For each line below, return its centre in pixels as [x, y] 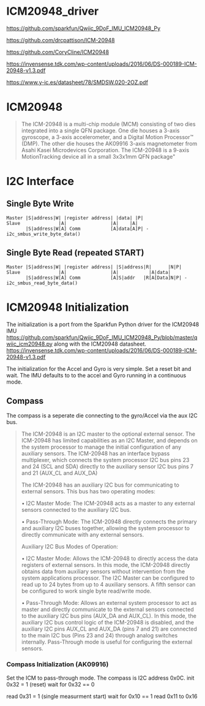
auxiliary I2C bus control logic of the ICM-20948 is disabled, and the [108, 623]
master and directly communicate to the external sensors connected [107, 609]
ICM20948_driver [53, 11]
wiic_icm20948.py [30, 344]
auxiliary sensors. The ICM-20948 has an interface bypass [95, 454]
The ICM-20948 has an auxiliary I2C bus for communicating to [100, 485]
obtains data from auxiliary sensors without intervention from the [103, 572]
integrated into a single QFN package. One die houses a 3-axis [100, 131]
